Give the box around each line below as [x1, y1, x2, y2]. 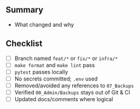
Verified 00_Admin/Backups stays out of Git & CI [14, 88, 131, 96]
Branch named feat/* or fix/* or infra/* [14, 54, 118, 62]
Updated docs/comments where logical [14, 96, 113, 102]
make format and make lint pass [14, 61, 95, 68]
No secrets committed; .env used [14, 75, 98, 82]
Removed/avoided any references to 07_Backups [14, 82, 134, 89]
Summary [5, 5, 44, 15]
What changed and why [14, 21, 74, 28]
